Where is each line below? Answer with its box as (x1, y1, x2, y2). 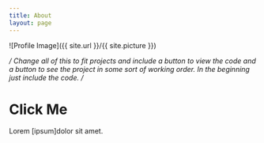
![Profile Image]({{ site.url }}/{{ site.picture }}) (9, 40, 157, 50)
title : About (9, 11, 52, 20)
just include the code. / (9, 73, 84, 82)
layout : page (9, 19, 52, 27)
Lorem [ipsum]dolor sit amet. (9, 126, 104, 136)
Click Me (9, 100, 68, 119)
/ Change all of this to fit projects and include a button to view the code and (9, 56, 256, 66)
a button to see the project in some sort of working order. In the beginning (9, 64, 250, 73)
